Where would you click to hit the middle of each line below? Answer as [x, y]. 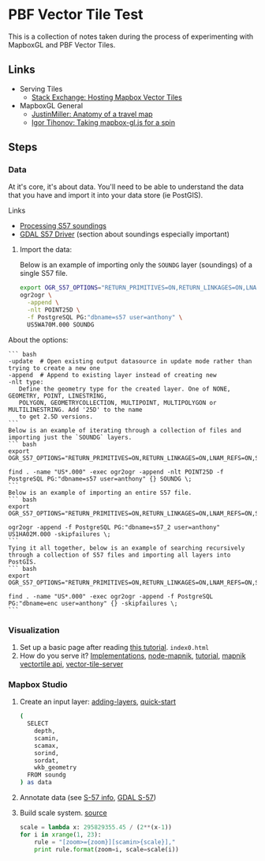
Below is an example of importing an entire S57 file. [100, 493]
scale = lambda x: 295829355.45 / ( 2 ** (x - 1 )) [95, 828]
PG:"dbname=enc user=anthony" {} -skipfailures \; [93, 603]
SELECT [38, 724]
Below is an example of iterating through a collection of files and [125, 430]
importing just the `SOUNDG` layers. [70, 437]
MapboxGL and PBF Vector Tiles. [62, 44]
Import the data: [46, 250]
